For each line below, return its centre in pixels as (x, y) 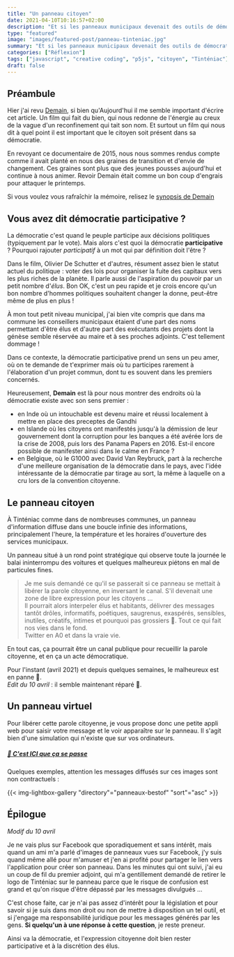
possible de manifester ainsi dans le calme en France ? (96, 451)
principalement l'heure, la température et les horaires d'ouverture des (107, 535)
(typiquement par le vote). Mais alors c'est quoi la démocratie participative (115, 243)
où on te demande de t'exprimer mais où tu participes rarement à (101, 365)
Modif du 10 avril (31, 831)
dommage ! (24, 344)
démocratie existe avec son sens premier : (68, 401)
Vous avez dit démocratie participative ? (96, 219)
